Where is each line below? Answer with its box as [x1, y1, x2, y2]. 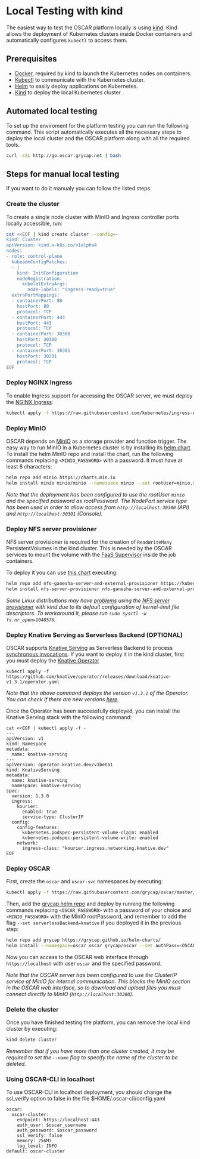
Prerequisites [6, 54, 57, 64]
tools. [6, 141, 20, 148]
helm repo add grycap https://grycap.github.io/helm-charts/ [6, 937, 161, 944]
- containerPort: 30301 [11, 347, 70, 353]
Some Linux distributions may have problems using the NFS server [6, 597, 170, 604]
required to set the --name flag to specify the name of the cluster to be [6, 1054, 179, 1061]
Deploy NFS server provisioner [6, 525, 97, 533]
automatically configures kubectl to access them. [6, 36, 128, 44]
